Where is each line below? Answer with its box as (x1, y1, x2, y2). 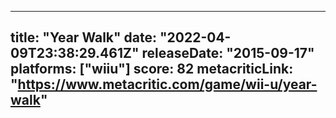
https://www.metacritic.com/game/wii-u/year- (17, 76, 318, 93)
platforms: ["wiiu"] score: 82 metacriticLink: (10, 61, 294, 78)
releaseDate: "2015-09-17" (141, 45, 315, 62)
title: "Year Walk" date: (10, 29, 158, 46)
